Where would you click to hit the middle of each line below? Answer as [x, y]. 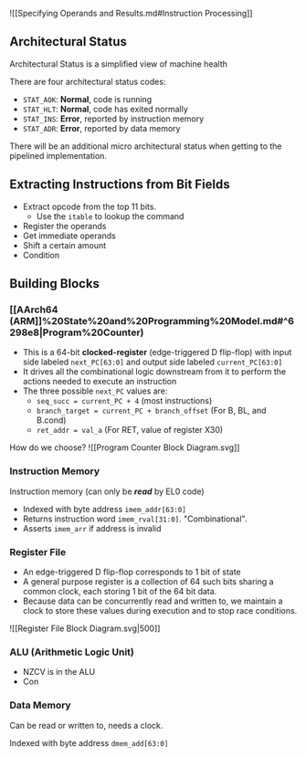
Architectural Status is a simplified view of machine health [119, 64]
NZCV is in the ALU [59, 672]
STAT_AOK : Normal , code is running [87, 99]
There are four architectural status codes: [88, 81]
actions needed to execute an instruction [100, 382]
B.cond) [51, 420]
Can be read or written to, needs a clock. [86, 725]
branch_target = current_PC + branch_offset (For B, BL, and [151, 411]
